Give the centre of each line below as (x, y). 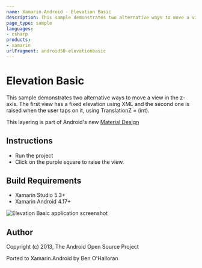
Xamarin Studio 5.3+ (40, 195)
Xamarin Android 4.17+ (43, 202)
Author (20, 232)
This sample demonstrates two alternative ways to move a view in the (93, 98)
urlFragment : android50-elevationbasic (56, 51)
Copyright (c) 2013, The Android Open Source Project (73, 247)
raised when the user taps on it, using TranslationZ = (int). (78, 110)
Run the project (34, 155)
